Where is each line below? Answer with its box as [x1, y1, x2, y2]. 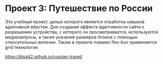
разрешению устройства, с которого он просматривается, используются [5, 29, 158, 35]
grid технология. [5, 44, 39, 50]
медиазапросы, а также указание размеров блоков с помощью [5, 34, 138, 40]
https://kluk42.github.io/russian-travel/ [5, 53, 83, 59]
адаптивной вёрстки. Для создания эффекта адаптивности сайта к [5, 24, 145, 29]
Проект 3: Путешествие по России [5, 3, 153, 14]
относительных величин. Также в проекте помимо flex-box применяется [5, 39, 157, 45]
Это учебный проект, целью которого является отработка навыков [5, 19, 145, 25]
